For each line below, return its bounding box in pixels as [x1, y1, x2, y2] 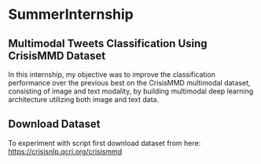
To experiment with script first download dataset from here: [8, 138, 201, 148]
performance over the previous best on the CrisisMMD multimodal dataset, [8, 78, 251, 87]
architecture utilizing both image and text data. [8, 95, 160, 104]
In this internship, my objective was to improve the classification [8, 70, 216, 79]
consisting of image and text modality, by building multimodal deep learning [8, 86, 254, 96]
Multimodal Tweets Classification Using [8, 37, 208, 50]
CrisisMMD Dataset [8, 49, 106, 62]
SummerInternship [8, 5, 134, 24]
